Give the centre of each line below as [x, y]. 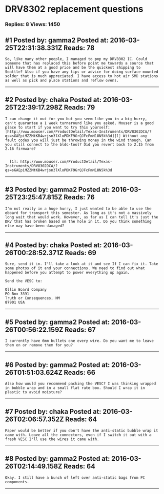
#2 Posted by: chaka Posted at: [53, 100]
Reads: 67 [80, 330]
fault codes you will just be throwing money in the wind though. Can [78, 140]
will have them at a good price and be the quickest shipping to [73, 67]
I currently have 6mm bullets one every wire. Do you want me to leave [79, 341]
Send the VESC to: [24, 281]
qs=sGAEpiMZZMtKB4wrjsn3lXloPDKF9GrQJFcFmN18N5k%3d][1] [63, 136]
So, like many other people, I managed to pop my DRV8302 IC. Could [76, 59]
